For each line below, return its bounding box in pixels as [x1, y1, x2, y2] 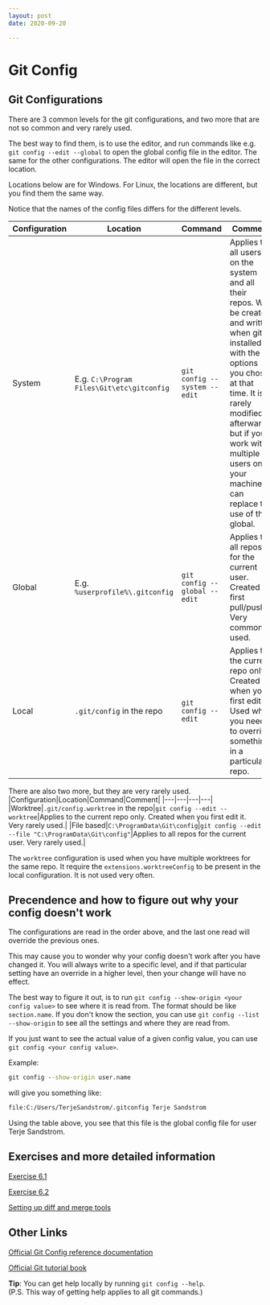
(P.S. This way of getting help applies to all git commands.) [8, 1286, 203, 1296]
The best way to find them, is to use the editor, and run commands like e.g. [8, 138, 256, 148]
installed [229, 337, 262, 348]
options [229, 357, 259, 368]
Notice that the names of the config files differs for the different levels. [8, 204, 242, 213]
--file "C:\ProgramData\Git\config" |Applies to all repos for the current [8, 829, 247, 838]
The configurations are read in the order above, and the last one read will [8, 927, 251, 937]
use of [229, 508, 254, 519]
